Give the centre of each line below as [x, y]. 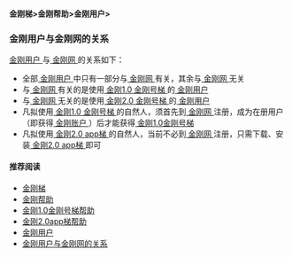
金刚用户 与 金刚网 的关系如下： [67, 59]
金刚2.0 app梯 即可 [67, 144]
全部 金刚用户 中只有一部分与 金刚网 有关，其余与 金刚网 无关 [133, 78]
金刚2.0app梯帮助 [54, 222]
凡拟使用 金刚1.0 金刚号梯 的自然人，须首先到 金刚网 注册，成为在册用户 [153, 112]
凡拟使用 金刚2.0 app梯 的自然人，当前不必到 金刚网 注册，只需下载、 [149, 134]
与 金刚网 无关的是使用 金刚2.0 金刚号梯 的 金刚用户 [116, 100]
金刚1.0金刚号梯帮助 [58, 210]
